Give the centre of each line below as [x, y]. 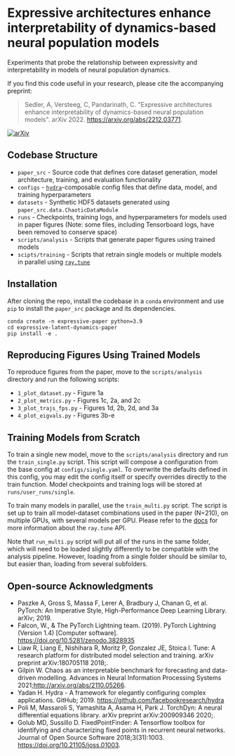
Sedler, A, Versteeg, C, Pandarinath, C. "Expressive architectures [118, 104]
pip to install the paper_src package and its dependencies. [92, 308]
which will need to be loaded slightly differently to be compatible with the [113, 549]
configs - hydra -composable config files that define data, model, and [117, 187]
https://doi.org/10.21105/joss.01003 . [69, 745]
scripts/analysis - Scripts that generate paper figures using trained [116, 239]
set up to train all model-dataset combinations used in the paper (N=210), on [118, 513]
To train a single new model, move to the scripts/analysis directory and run [117, 454]
